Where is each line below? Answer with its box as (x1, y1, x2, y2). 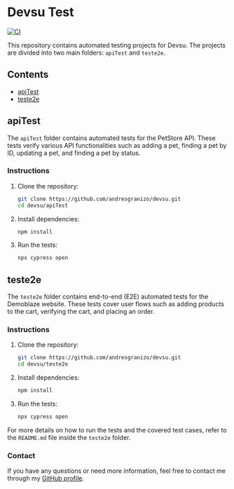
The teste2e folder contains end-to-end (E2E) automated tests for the (7, 292, 209, 301)
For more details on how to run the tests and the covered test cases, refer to (7, 425, 227, 434)
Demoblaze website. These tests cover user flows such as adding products (7, 300, 224, 308)
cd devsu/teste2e (17, 361, 69, 368)
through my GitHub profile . (7, 474, 85, 483)
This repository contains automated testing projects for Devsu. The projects (7, 41, 226, 49)
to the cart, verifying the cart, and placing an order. (7, 308, 155, 316)
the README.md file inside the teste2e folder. (7, 433, 131, 441)
